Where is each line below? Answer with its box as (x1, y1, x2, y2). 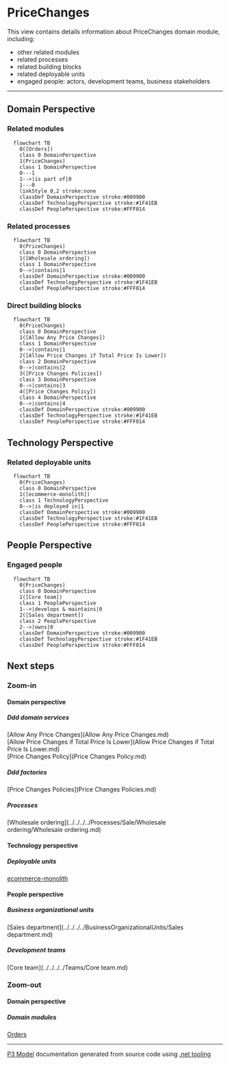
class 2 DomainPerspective (19, 358, 97, 365)
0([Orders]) (19, 145, 53, 152)
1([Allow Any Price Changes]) (19, 334, 106, 341)
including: (7, 34, 36, 42)
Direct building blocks (7, 300, 82, 310)
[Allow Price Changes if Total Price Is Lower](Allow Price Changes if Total (7, 738, 214, 746)
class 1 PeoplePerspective (19, 600, 97, 607)
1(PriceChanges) (19, 158, 66, 164)
